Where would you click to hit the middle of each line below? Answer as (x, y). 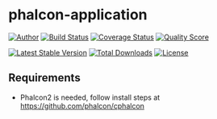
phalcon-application (78, 15)
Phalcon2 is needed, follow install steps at (90, 97)
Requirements (44, 78)
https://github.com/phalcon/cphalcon (82, 105)
